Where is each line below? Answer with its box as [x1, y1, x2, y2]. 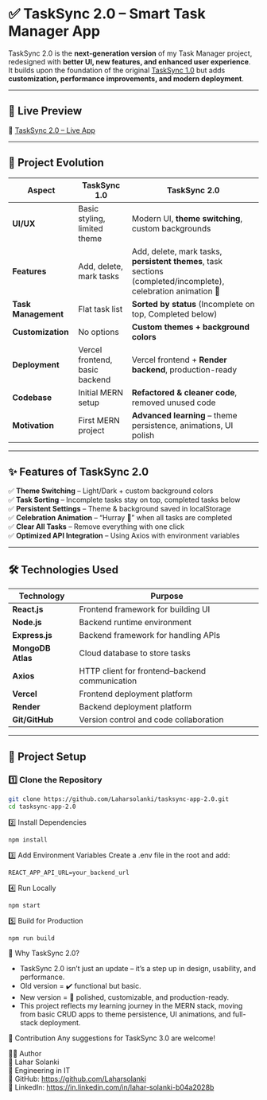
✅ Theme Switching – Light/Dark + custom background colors [8, 486, 214, 496]
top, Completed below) [131, 308, 218, 319]
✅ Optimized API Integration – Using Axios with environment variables [8, 531, 240, 541]
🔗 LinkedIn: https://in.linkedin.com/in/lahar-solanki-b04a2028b [8, 1083, 215, 1092]
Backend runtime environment [79, 617, 192, 628]
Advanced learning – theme [131, 410, 238, 421]
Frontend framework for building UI [79, 604, 211, 615]
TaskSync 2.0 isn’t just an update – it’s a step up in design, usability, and [19, 963, 257, 973]
